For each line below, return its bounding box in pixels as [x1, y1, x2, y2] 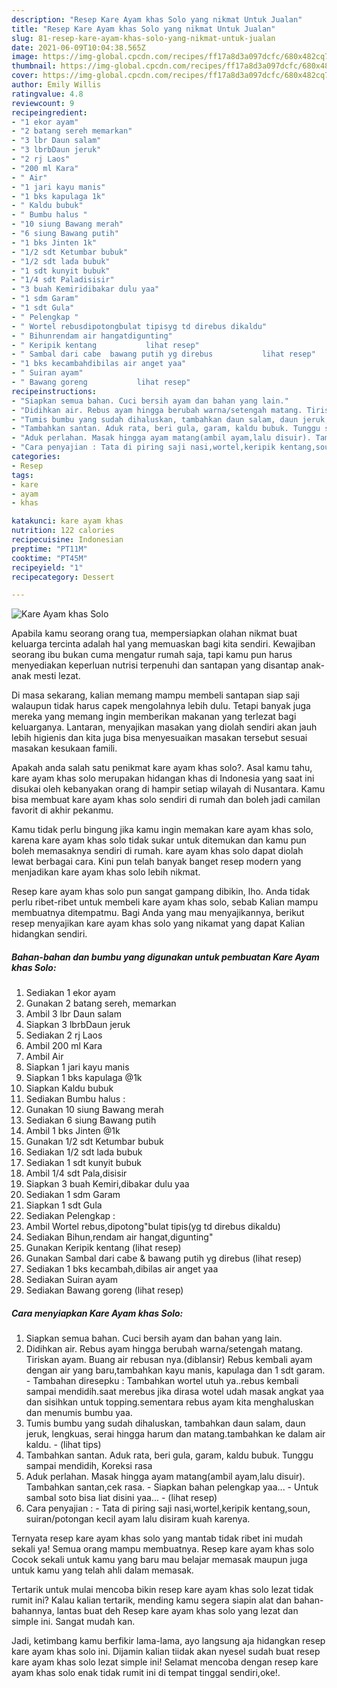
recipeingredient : [11, 107, 88, 118]
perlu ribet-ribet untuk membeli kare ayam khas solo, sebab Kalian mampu [11, 896, 319, 908]
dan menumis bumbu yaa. [25, 1407, 133, 1419]
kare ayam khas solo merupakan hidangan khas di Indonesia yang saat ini [11, 772, 315, 785]
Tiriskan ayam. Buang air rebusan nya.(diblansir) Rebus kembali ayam [25, 1354, 313, 1366]
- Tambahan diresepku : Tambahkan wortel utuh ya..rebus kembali [25, 1375, 299, 1387]
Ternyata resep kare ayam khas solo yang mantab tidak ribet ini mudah [11, 1532, 304, 1545]
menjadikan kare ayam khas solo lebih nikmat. [11, 866, 201, 878]
